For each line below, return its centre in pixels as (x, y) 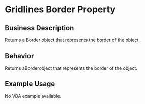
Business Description (39, 28)
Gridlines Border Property (60, 9)
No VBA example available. (33, 96)
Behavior (19, 56)
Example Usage (30, 84)
